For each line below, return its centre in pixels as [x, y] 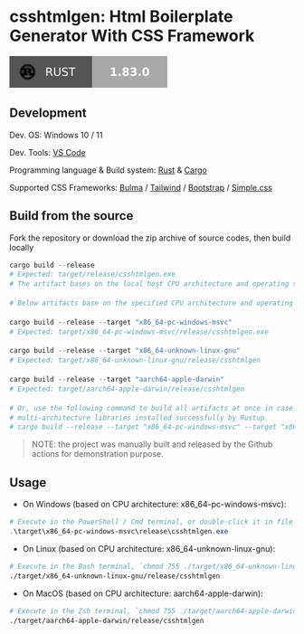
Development [48, 114]
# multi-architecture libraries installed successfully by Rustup [137, 418]
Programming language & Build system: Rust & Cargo [109, 170]
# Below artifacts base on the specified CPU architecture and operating [152, 303]
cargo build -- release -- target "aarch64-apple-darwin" [117, 380]
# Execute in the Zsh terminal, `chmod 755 [93, 611]
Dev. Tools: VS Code [47, 152]
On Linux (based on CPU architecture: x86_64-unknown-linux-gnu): [149, 548]
